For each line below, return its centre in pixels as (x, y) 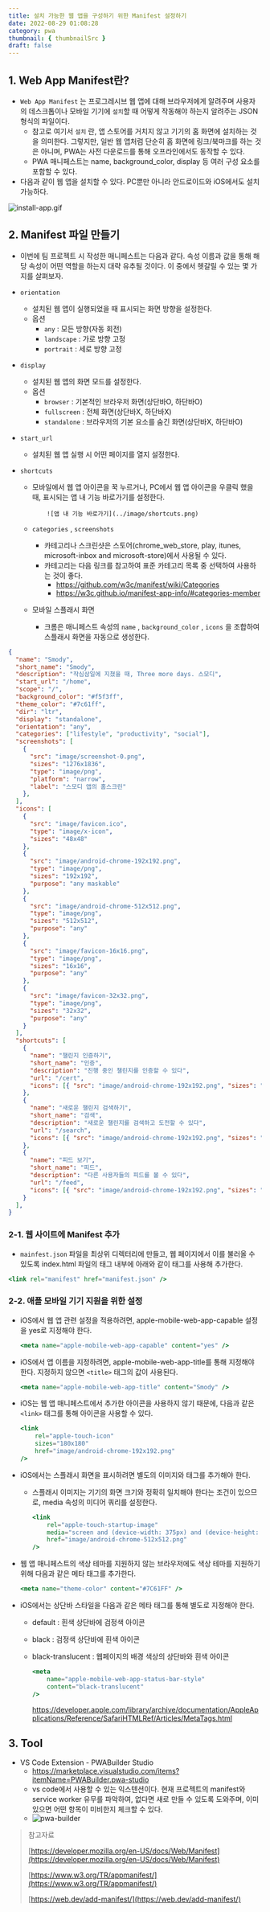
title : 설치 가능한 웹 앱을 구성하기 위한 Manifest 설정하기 (98, 16)
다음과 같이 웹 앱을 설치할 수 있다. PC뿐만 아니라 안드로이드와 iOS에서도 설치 (139, 181)
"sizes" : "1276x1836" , (67, 764)
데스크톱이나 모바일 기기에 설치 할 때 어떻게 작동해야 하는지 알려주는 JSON (143, 111)
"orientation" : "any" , (53, 727)
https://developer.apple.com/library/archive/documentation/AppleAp (145, 1709)
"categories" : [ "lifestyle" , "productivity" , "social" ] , (113, 734)
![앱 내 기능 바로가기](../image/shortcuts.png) (123, 514)
